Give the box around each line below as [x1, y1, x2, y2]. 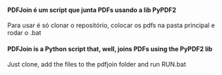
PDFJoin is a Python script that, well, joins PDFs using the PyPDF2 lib [7, 44, 213, 53]
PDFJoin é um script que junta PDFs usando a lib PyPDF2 [7, 6, 177, 14]
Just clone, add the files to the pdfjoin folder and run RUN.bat [7, 60, 187, 69]
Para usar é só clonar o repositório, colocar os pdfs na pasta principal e [7, 21, 215, 29]
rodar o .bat [7, 29, 42, 37]
